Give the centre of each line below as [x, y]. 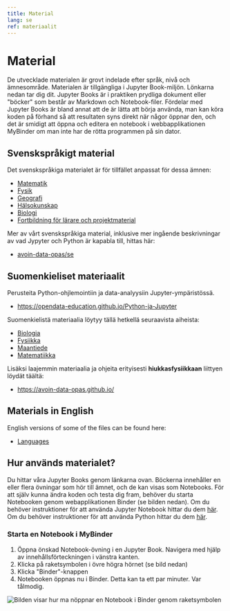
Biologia [29, 333]
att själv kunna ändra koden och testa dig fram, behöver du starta [100, 494]
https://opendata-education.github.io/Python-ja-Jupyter [97, 306]
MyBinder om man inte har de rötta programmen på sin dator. [94, 132]
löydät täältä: [26, 375]
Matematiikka [36, 355]
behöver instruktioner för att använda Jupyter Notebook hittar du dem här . [113, 509]
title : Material [30, 14]
